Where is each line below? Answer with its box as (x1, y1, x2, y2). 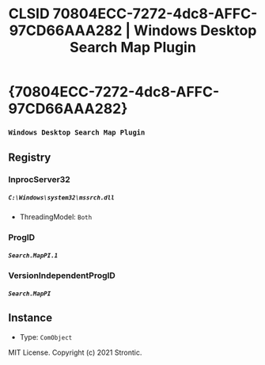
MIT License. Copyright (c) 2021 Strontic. (8, 348, 142, 357)
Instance (8, 311, 53, 325)
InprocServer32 (8, 174, 71, 185)
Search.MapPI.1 (8, 251, 59, 260)
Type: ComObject (19, 332, 73, 341)
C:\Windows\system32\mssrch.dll (8, 194, 115, 202)
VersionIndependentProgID (8, 270, 116, 281)
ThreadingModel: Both (19, 212, 93, 222)
